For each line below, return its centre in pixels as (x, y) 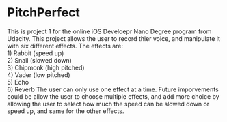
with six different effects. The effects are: (65, 46)
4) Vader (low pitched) (39, 75)
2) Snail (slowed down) (39, 60)
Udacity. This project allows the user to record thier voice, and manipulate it (114, 38)
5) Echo (18, 82)
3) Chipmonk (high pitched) (46, 67)
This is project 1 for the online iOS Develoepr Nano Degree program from (109, 31)
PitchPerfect (44, 13)
